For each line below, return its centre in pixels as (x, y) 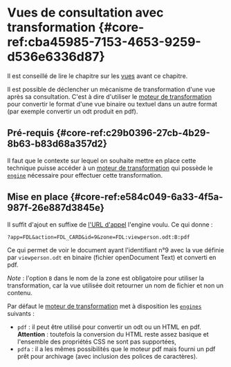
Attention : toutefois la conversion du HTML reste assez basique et (113, 334)
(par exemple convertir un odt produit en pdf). (73, 111)
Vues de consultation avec (85, 13)
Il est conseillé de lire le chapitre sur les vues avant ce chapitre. (98, 76)
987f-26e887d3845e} (56, 208)
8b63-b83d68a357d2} (57, 144)
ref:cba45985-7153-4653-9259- (104, 42)
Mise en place (38, 197)
